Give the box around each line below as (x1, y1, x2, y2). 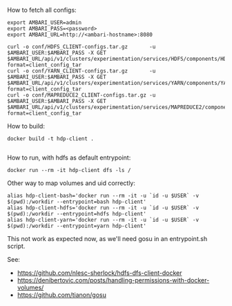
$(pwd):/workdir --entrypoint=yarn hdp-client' (7, 222, 147, 229)
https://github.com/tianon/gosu (17, 291, 107, 299)
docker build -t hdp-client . (7, 135, 95, 142)
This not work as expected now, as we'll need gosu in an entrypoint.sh (7, 235, 208, 242)
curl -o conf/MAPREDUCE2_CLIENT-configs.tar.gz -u (7, 92, 156, 99)
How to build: (7, 122, 45, 130)
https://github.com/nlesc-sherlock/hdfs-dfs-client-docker (17, 269, 182, 277)
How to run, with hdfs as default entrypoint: (7, 153, 131, 162)
